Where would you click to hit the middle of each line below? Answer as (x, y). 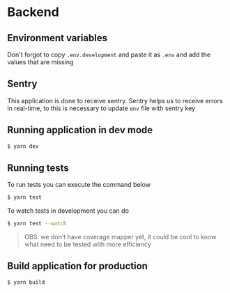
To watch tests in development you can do (68, 211)
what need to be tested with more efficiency (87, 244)
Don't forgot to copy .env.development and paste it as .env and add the (109, 54)
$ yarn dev (23, 146)
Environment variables (58, 38)
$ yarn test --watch (37, 224)
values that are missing (40, 62)
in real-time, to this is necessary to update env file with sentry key (101, 108)
